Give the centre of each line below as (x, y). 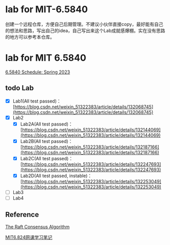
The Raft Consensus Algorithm (38, 227)
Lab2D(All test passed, (44, 176)
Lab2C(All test (35, 158)
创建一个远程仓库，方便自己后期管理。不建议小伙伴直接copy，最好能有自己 (84, 24)
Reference (22, 215)
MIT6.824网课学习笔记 (29, 237)
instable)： (81, 176)
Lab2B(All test (35, 141)
